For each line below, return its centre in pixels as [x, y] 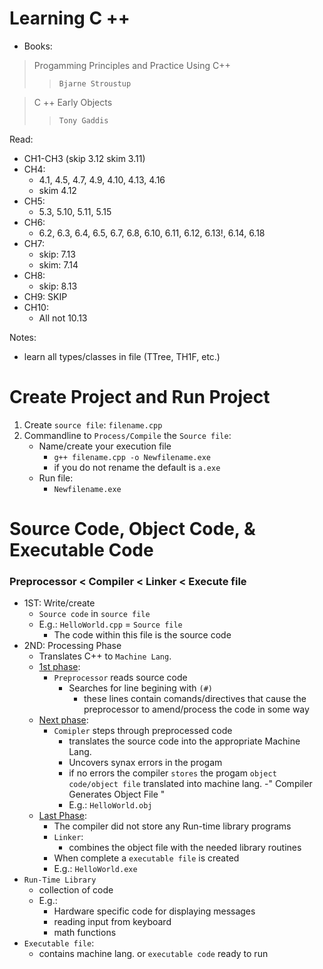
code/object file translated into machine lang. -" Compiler [190, 784]
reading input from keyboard [112, 922]
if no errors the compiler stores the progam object [172, 773]
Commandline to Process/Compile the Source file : [127, 435]
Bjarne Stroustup [95, 83]
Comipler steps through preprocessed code [143, 731]
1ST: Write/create [59, 603]
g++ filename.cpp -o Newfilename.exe [132, 457]
